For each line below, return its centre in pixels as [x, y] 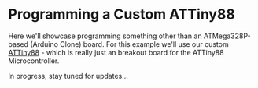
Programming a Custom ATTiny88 [122, 14]
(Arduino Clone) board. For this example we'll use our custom [130, 44]
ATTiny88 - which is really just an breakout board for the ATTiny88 [116, 52]
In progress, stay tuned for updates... [68, 76]
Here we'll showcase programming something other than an [105, 36]
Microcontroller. [34, 61]
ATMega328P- [227, 36]
